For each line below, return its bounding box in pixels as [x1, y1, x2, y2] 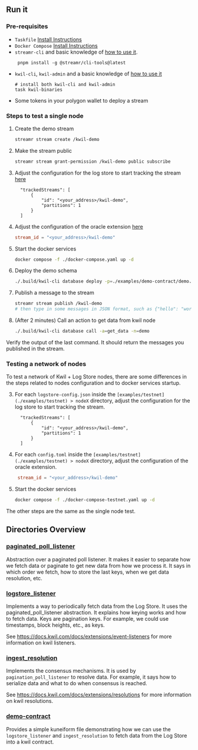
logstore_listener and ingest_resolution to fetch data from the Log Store [6, 732, 187, 739]
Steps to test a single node [6, 111, 84, 120]
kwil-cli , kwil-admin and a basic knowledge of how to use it [14, 70, 162, 77]
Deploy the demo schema [14, 267, 78, 274]
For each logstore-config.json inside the [14, 391, 116, 398]
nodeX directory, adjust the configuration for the [75, 397, 190, 404]
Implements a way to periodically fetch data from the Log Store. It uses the [6, 603, 187, 610]
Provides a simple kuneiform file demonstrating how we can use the [6, 725, 171, 733]
